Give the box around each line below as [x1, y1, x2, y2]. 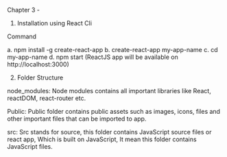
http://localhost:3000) [7, 60, 70, 68]
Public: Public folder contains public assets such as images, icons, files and [7, 108, 221, 115]
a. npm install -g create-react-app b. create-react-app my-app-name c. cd [7, 46, 218, 53]
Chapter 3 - [7, 6, 40, 14]
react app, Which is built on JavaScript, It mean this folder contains [7, 135, 197, 143]
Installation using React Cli [16, 19, 93, 27]
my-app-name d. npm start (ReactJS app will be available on [7, 53, 178, 61]
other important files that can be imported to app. [7, 114, 147, 123]
